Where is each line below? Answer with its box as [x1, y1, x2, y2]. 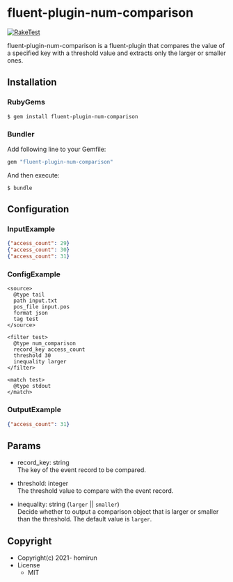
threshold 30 [13, 352, 51, 359]
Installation [7, 77, 57, 88]
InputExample [7, 224, 56, 234]
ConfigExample [7, 269, 61, 279]
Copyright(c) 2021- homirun [17, 553, 97, 562]
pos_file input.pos [13, 304, 70, 310]
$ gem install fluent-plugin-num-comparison [7, 113, 138, 120]
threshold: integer [17, 479, 69, 488]
